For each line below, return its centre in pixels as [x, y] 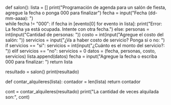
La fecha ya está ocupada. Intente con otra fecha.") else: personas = [77, 29]
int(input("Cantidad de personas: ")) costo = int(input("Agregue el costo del [84, 35]
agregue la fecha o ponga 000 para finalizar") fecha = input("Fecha [76, 13]
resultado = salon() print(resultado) [42, 72]
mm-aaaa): [17, 18]
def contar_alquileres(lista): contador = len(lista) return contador [73, 82]
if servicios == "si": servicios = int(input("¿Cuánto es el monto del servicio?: [85, 45]
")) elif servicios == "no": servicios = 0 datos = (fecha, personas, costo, [81, 51]
